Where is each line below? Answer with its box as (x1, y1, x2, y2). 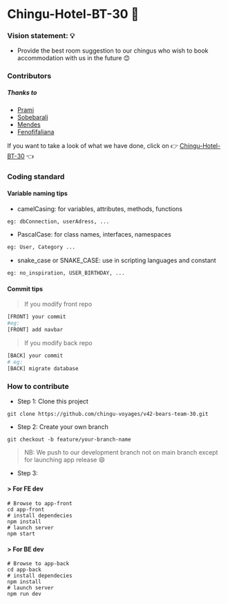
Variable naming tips (7, 189, 68, 197)
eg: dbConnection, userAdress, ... (7, 218, 110, 225)
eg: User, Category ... (7, 244, 76, 251)
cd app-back (7, 567, 41, 574)
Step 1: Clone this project (17, 397, 88, 405)
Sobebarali (17, 113, 48, 122)
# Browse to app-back (7, 560, 70, 567)
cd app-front (7, 506, 45, 513)
